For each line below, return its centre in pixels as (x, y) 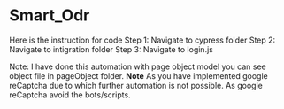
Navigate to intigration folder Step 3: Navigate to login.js (111, 49)
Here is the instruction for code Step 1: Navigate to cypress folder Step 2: (142, 40)
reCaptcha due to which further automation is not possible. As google (136, 85)
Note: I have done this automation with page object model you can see (138, 66)
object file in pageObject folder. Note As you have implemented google (138, 75)
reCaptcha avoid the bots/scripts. (70, 95)
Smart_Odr (50, 16)
